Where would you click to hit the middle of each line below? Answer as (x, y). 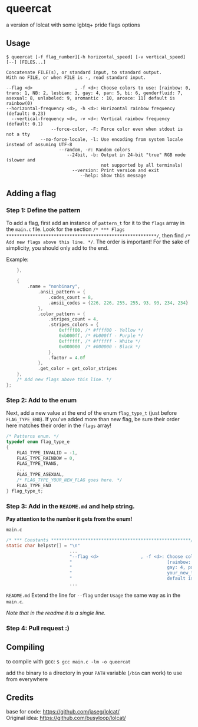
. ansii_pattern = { (61, 292)
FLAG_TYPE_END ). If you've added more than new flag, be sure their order (93, 419)
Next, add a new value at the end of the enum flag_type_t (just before (92, 413)
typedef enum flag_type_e (38, 442)
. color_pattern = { (61, 314)
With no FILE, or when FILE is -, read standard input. (76, 77)
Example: (17, 260)
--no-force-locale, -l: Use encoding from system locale (112, 139)
